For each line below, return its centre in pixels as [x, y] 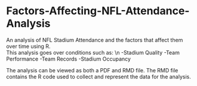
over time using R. [28, 46]
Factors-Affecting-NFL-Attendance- [98, 11]
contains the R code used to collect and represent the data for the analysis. [98, 77]
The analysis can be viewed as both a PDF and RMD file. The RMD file [92, 70]
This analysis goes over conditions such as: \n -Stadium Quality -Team [93, 52]
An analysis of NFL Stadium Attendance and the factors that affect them [95, 40]
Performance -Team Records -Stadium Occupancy [69, 59]
